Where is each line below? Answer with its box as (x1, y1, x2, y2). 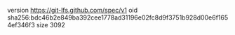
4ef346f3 (7, 21, 35, 29)
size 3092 (36, 21, 65, 29)
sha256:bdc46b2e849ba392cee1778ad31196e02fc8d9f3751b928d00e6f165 (7, 13, 229, 22)
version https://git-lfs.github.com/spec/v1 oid (7, 6, 138, 14)
